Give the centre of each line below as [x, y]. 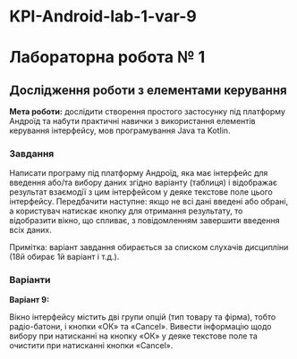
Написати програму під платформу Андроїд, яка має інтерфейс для [139, 173]
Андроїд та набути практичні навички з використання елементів [132, 121]
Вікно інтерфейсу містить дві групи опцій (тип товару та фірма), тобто [143, 317]
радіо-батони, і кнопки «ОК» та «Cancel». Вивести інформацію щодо [140, 326]
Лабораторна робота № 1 [107, 58]
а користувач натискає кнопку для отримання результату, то [126, 211]
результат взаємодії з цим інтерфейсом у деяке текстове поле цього [141, 192]
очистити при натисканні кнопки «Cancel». [91, 345]
